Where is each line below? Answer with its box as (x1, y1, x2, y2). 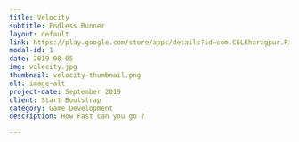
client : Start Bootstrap (9, 95, 101, 105)
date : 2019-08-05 (9, 54, 74, 63)
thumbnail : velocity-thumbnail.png (9, 71, 141, 80)
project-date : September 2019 (9, 87, 122, 96)
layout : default (9, 29, 69, 38)
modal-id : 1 (9, 46, 53, 55)
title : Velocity (9, 12, 69, 22)
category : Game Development (9, 104, 114, 113)
